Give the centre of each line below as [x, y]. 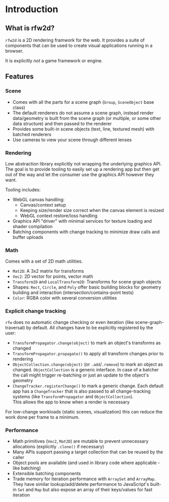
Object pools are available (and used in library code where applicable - [86, 463]
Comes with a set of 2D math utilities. [44, 261]
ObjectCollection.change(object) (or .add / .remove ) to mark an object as [88, 364]
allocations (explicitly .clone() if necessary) [58, 446]
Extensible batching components [47, 473]
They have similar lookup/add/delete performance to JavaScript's [81, 484]
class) [19, 107]
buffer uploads [28, 237]
